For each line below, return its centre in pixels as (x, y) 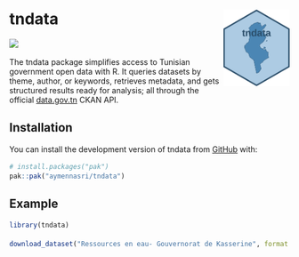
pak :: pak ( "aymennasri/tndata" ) (67, 176)
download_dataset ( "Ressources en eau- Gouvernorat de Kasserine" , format (149, 245)
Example (34, 203)
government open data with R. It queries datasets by (105, 71)
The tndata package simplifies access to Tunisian (100, 61)
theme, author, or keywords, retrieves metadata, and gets (114, 81)
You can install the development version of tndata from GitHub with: (133, 149)
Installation (41, 128)
